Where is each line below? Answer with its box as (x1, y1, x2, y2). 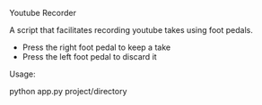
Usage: (9, 69, 36, 79)
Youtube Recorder (9, 8, 77, 18)
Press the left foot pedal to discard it (22, 52, 157, 61)
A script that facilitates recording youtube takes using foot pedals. (9, 25, 254, 35)
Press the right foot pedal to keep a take (22, 42, 171, 52)
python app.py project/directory (9, 86, 127, 96)
